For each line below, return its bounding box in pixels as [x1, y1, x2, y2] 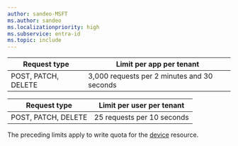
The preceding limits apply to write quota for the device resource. [7, 130, 199, 139]
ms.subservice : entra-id [7, 30, 81, 38]
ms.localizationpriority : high [7, 23, 100, 30]
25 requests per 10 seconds [94, 113, 189, 123]
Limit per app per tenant [115, 60, 200, 69]
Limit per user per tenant [98, 101, 185, 111]
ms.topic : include [7, 37, 62, 44]
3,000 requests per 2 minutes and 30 [88, 72, 213, 82]
